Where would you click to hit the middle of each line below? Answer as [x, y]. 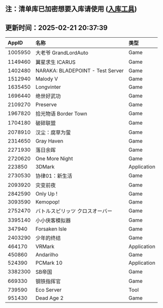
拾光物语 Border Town [61, 114]
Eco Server [48, 290]
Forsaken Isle [51, 229]
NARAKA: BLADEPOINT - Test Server [79, 71]
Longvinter [48, 87]
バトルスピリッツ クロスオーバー [74, 211]
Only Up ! [46, 194]
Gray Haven [49, 141]
